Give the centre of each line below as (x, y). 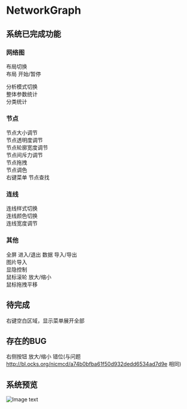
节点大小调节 (22, 133)
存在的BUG (27, 341)
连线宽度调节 (22, 223)
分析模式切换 (22, 87)
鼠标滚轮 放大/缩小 (29, 277)
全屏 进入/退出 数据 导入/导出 (42, 254)
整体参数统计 (22, 94)
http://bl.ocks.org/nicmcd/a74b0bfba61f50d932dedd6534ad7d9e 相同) (94, 364)
